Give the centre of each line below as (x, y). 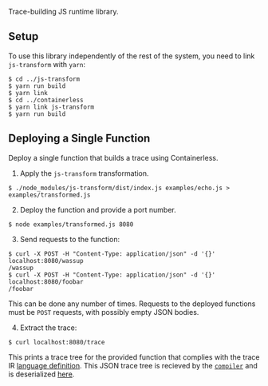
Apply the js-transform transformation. (84, 173)
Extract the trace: (48, 328)
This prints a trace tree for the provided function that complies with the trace (134, 357)
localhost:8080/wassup (46, 261)
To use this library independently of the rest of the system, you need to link (132, 56)
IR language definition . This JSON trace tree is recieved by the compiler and (133, 365)
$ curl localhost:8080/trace (57, 342)
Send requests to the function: (70, 239)
